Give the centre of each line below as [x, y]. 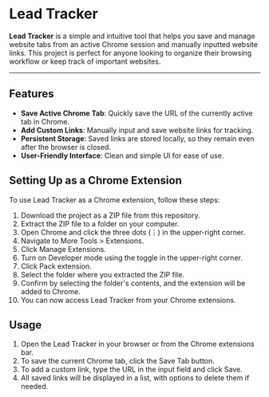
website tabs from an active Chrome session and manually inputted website [134, 44]
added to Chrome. [50, 291]
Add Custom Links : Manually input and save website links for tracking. [137, 130]
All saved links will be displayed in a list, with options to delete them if [135, 378]
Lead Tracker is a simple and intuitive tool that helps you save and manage [132, 36]
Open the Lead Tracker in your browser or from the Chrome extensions [137, 344]
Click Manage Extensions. [63, 249]
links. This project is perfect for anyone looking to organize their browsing [131, 53]
